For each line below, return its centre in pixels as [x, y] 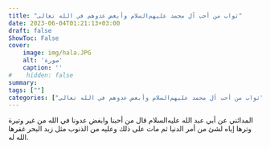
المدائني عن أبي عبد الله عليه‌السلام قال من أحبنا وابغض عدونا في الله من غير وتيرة [131, 120]
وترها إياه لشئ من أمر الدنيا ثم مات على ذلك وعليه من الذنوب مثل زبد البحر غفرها [130, 129]
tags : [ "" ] [27, 90]
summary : [23, 82]
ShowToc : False [34, 38]
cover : [19, 46]
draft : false [30, 30]
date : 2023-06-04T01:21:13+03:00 [64, 23]
